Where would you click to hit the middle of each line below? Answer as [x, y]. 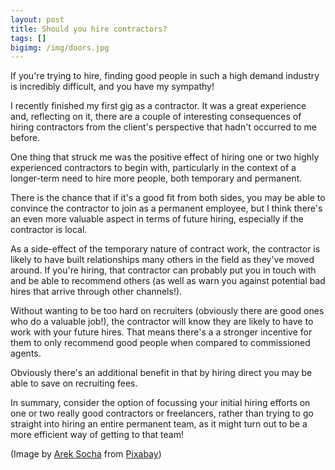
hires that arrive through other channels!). [96, 292]
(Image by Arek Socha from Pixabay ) [86, 454]
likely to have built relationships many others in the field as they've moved [162, 260]
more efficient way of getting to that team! [97, 435]
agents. [26, 353]
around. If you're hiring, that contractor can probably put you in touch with [163, 270]
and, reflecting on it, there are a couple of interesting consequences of [156, 117]
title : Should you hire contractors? [89, 29]
